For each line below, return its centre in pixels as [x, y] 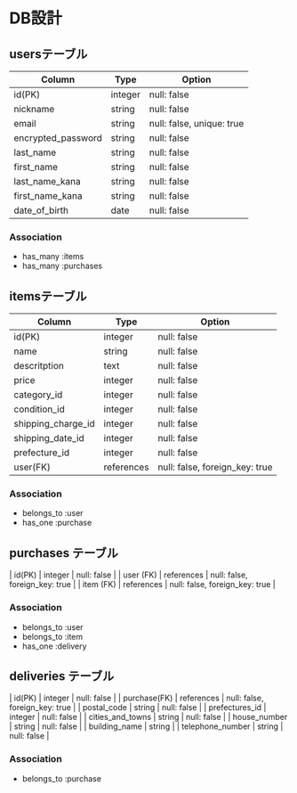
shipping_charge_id [54, 424]
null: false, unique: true [197, 123]
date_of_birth [41, 210]
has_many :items [53, 257]
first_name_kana [48, 196]
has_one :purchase [57, 523]
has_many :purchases [62, 266]
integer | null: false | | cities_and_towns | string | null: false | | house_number [148, 717]
